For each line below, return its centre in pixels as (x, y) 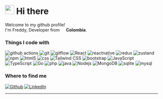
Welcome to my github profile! (35, 25)
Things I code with (27, 42)
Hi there (33, 11)
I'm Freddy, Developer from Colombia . (46, 30)
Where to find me (26, 76)
